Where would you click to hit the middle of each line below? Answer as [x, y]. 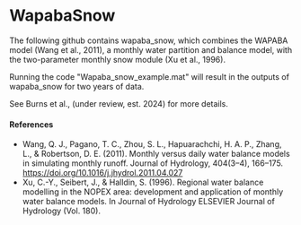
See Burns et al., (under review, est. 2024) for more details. [119, 103]
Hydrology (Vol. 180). [62, 211]
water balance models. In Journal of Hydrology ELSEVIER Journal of [149, 202]
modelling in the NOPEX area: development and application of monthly [153, 192]
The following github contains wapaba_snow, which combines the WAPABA [149, 40]
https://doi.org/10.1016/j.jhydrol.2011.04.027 [102, 173]
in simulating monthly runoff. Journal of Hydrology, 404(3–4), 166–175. [153, 163]
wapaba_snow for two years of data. [77, 86]
